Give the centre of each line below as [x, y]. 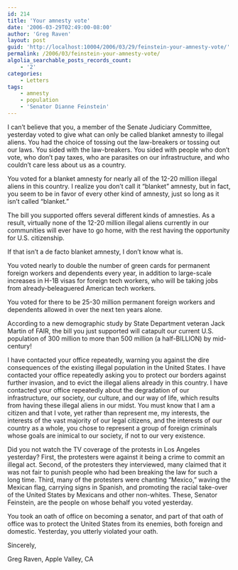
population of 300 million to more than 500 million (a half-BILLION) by [109, 338]
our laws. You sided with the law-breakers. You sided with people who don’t [119, 150]
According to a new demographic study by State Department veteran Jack [116, 323]
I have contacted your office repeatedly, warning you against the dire [108, 360]
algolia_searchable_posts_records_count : [70, 61]
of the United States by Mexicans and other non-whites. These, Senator [113, 494]
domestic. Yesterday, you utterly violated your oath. [83, 531]
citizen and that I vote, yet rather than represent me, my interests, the [109, 413]
